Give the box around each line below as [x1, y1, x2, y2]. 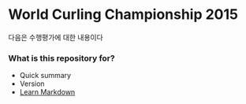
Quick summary [19, 71, 72, 80]
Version [19, 79, 45, 88]
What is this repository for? [8, 53, 116, 64]
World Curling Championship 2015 [8, 6, 239, 24]
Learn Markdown [19, 87, 76, 97]
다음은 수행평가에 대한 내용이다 [8, 32, 104, 42]
